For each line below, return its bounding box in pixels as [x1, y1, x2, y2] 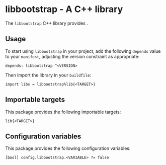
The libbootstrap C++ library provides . [5, 20, 88, 26]
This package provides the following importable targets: [5, 109, 121, 115]
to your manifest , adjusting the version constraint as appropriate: [5, 53, 140, 59]
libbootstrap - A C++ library [5, 4, 123, 15]
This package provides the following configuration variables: [5, 145, 131, 151]
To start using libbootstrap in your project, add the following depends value [5, 48, 161, 54]
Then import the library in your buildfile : [5, 72, 92, 78]
